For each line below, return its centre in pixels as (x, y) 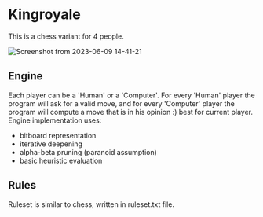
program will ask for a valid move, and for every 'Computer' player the (122, 103)
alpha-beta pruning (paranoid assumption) (88, 152)
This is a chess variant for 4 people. (66, 36)
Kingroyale (44, 15)
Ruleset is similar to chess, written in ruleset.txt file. (91, 204)
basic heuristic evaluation (61, 160)
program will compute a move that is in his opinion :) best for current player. (131, 112)
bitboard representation (58, 135)
